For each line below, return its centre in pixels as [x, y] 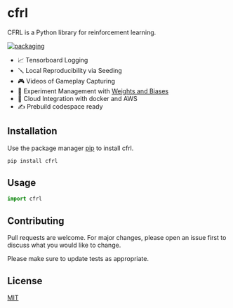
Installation [32, 131]
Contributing [36, 221]
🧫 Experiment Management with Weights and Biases [93, 91]
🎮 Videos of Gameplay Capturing [66, 81]
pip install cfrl [33, 161]
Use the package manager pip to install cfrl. [71, 148]
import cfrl [25, 199]
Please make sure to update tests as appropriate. [78, 259]
